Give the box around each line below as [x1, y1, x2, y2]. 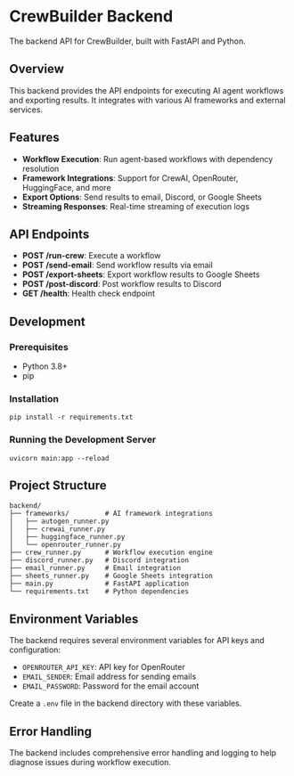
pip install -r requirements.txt [9, 413, 134, 422]
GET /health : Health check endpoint [21, 288, 156, 299]
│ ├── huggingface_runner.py [9, 533, 126, 542]
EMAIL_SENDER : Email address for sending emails [21, 671, 197, 682]
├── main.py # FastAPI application [9, 579, 190, 589]
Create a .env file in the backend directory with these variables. [9, 698, 242, 709]
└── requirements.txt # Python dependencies [9, 587, 190, 596]
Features [9, 130, 60, 145]
